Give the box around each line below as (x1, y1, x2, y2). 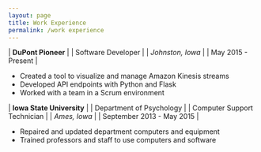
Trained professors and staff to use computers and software (19, 135, 217, 145)
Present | (8, 56, 38, 65)
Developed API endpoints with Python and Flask (19, 80, 176, 89)
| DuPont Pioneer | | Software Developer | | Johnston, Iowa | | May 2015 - (8, 48, 248, 57)
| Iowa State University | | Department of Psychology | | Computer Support (8, 103, 253, 113)
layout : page (8, 11, 51, 20)
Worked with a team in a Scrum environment (19, 88, 165, 98)
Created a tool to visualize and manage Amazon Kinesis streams (19, 72, 229, 81)
